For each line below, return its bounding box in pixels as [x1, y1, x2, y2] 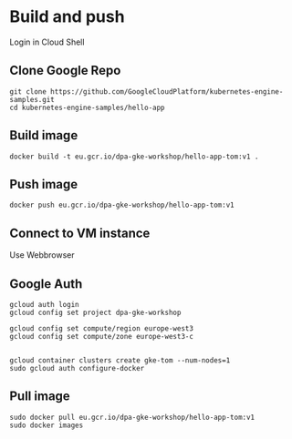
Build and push [9, 6, 125, 27]
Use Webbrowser [9, 250, 75, 260]
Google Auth [9, 276, 83, 291]
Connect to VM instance [9, 225, 151, 240]
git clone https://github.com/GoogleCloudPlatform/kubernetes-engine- [9, 87, 284, 97]
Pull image [9, 389, 70, 404]
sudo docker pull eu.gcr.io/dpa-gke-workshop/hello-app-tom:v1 [9, 413, 255, 422]
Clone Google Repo [9, 63, 121, 78]
